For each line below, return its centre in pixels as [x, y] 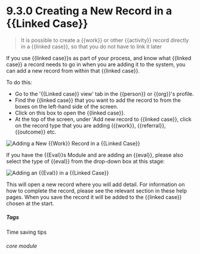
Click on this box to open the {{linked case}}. [70, 113]
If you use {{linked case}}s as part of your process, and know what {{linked [99, 58]
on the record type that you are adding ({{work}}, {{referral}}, [90, 125]
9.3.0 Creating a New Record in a [89, 11]
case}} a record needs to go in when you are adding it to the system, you [96, 64]
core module [22, 246]
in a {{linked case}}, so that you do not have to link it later [91, 47]
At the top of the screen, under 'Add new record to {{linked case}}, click [103, 119]
